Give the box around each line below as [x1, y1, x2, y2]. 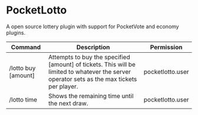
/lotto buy [9, 64, 36, 72]
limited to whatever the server [48, 67, 131, 76]
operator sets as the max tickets [48, 75, 137, 83]
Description [76, 43, 110, 51]
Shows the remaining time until [48, 92, 134, 100]
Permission [150, 43, 183, 51]
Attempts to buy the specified [48, 53, 131, 61]
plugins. [6, 29, 25, 36]
